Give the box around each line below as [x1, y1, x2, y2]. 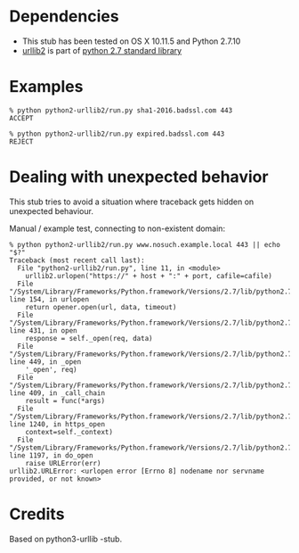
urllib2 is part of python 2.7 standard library [21, 45, 182, 55]
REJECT [9, 136, 34, 146]
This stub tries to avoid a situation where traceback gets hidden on [9, 196, 255, 207]
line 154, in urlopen [9, 294, 90, 304]
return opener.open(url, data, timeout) [25, 302, 177, 311]
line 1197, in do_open [9, 450, 93, 460]
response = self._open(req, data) [25, 334, 153, 343]
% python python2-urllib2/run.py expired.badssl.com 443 [9, 129, 225, 138]
